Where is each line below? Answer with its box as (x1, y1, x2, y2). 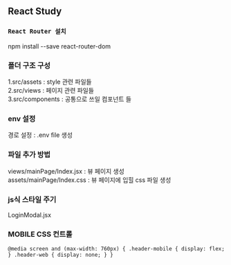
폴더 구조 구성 (8, 60, 51, 70)
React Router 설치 (8, 28, 66, 35)
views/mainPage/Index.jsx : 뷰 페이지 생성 (8, 167, 125, 175)
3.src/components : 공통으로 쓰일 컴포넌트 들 (8, 95, 132, 103)
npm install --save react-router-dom (8, 42, 111, 51)
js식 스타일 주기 (8, 194, 57, 204)
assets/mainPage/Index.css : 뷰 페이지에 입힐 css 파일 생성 (8, 176, 172, 184)
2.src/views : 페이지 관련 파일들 (8, 86, 94, 94)
